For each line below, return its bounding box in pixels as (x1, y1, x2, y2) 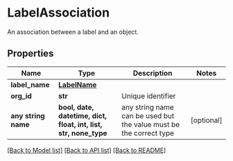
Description (132, 68, 173, 77)
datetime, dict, (58, 111, 107, 120)
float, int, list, (58, 120, 103, 129)
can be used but (121, 111, 175, 120)
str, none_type (58, 128, 107, 138)
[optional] (190, 115, 223, 125)
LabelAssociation (7, 5, 110, 21)
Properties (7, 48, 54, 59)
